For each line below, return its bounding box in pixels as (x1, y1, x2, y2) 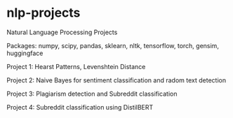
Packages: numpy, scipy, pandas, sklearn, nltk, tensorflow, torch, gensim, (6, 41, 219, 50)
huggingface (6, 49, 44, 57)
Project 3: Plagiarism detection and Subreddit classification (6, 89, 178, 98)
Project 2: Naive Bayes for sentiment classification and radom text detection (6, 75, 226, 84)
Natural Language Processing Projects (6, 28, 118, 36)
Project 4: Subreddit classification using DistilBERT (6, 103, 154, 111)
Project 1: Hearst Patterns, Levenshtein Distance (6, 62, 146, 71)
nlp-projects (6, 5, 81, 21)
